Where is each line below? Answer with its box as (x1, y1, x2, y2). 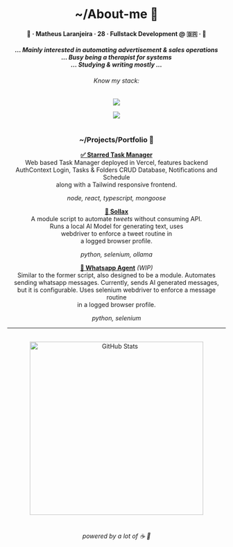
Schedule (103, 173, 130, 182)
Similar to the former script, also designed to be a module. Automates (17, 271, 216, 279)
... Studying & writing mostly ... (70, 60, 163, 69)
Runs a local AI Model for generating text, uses (49, 222, 184, 231)
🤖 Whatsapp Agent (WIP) (80, 263, 153, 272)
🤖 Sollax (104, 207, 129, 216)
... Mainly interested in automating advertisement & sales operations (15, 46, 218, 54)
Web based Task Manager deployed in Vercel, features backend (25, 159, 208, 167)
